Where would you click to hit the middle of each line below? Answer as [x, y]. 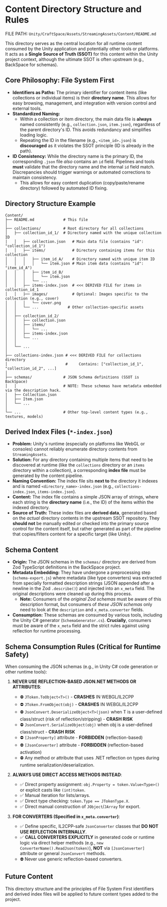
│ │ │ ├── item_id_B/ [34, 272]
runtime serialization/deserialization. [57, 765]
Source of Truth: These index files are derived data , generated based [84, 513]
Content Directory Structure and [74, 9]
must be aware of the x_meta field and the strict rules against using [81, 625]
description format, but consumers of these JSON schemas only [86, 604]
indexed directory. [31, 507]
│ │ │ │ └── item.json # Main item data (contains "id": [74, 263]
